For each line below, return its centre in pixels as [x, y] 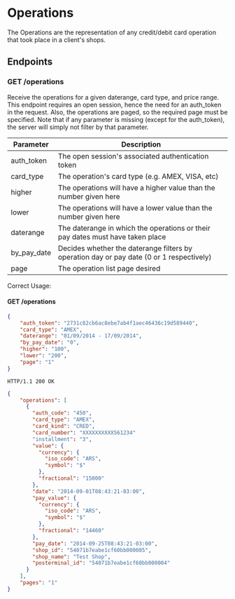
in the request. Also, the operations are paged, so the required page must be [117, 112]
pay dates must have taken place [112, 236]
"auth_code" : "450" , [62, 413]
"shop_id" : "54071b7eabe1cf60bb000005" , [92, 550]
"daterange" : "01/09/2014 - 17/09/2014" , [81, 336]
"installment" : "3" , [62, 439]
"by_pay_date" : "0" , [50, 343]
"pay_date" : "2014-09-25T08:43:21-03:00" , [95, 544]
